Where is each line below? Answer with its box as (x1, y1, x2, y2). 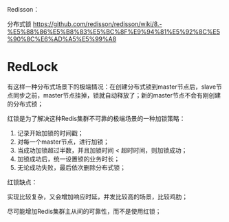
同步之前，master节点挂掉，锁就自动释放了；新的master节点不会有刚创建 (12, 91, 221, 99)
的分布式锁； (7, 100, 43, 108)
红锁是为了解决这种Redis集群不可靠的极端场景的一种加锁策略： (7, 114, 186, 122)
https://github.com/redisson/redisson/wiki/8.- (32, 20, 162, 28)
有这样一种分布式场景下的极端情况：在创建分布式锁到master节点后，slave (7, 82, 217, 91)
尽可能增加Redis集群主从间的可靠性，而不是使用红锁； (7, 207, 162, 215)
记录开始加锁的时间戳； (17, 129, 84, 137)
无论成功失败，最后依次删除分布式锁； (17, 163, 126, 171)
